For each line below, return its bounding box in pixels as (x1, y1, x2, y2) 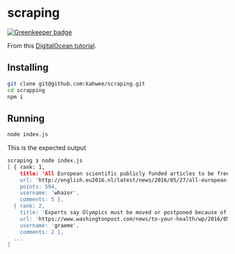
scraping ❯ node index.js (7, 157, 83, 165)
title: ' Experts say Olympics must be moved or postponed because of (20, 209, 227, 216)
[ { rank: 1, (7, 163, 45, 170)
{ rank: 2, (13, 202, 45, 210)
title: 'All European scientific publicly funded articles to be (20, 170, 215, 177)
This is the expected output (7, 144, 86, 152)
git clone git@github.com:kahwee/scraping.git (7, 80, 145, 87)
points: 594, (20, 183, 58, 190)
